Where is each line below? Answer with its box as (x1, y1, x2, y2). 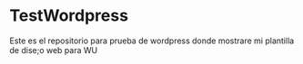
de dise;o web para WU (9, 44, 98, 55)
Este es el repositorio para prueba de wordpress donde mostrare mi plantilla (9, 35, 295, 46)
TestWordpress (9, 5, 129, 26)
